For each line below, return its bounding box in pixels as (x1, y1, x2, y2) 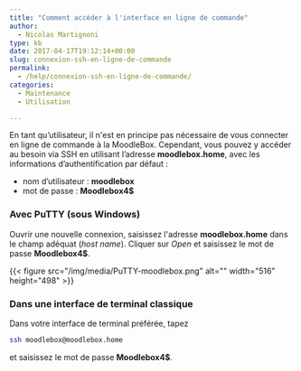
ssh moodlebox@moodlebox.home (9, 335, 124, 344)
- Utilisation (17, 97, 71, 107)
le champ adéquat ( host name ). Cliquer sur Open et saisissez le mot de (9, 238, 274, 249)
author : (9, 22, 39, 31)
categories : (9, 80, 54, 89)
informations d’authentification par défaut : (9, 159, 169, 170)
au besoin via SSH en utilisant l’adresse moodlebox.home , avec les (9, 149, 260, 160)
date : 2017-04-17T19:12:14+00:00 (9, 47, 136, 56)
